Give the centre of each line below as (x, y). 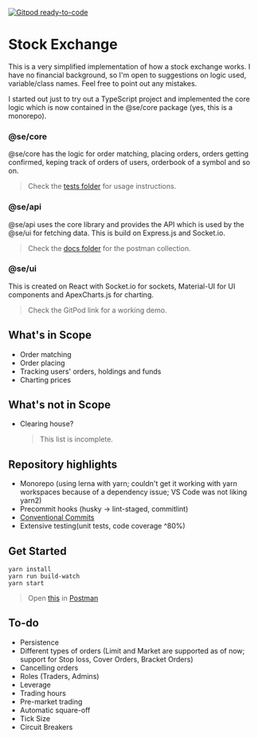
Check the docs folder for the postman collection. (109, 248)
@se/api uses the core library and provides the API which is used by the (126, 224)
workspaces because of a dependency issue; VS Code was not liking (133, 492)
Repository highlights (63, 464)
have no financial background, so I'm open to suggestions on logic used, (127, 75)
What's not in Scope (60, 405)
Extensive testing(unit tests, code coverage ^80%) (102, 526)
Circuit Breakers (46, 727)
